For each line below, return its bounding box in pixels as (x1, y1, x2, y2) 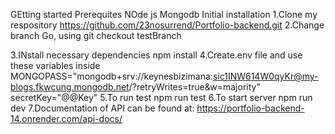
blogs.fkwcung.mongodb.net (10, 81, 130, 93)
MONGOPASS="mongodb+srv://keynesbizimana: (10, 70, 213, 82)
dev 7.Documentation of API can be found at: (10, 102, 195, 114)
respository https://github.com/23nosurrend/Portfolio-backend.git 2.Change (10, 19, 325, 31)
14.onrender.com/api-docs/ (10, 113, 123, 124)
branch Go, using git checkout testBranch (10, 30, 182, 41)
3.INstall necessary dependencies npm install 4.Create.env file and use (10, 49, 303, 61)
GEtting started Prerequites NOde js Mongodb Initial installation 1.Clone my (10, 9, 318, 20)
